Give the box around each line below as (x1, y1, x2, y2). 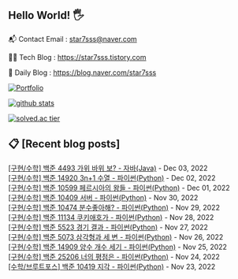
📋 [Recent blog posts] (8, 137, 121, 151)
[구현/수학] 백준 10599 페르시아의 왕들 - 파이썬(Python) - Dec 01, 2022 (8, 183, 230, 192)
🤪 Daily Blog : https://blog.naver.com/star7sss (8, 68, 157, 77)
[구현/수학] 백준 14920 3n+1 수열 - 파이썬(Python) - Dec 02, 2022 (8, 173, 216, 182)
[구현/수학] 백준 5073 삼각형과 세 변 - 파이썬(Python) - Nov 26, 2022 (8, 232, 224, 241)
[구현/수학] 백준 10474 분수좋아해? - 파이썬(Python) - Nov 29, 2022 (8, 203, 221, 212)
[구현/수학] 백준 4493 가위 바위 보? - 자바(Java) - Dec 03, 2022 (8, 163, 208, 173)
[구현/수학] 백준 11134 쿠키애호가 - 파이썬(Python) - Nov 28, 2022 (8, 212, 214, 221)
